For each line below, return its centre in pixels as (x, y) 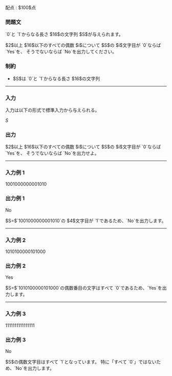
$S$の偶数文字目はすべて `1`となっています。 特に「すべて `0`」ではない (81, 362)
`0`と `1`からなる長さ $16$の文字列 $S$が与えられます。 (64, 34)
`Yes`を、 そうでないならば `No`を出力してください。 (61, 52)
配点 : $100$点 (21, 7)
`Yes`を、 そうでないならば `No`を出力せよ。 (52, 153)
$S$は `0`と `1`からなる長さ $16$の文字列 (56, 78)
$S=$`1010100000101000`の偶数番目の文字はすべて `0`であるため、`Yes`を (84, 288)
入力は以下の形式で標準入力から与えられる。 (52, 110)
